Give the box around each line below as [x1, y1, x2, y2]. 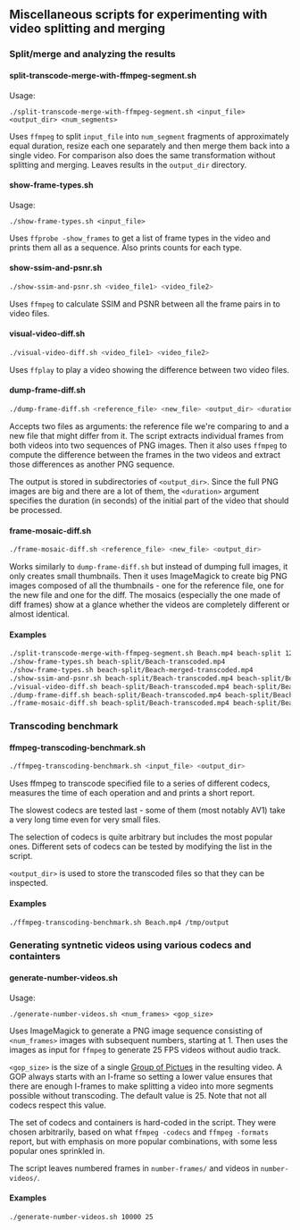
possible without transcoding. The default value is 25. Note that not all [9, 1090, 268, 1100]
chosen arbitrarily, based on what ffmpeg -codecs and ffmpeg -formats [9, 1126, 270, 1137]
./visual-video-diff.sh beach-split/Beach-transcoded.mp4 [9, 682, 229, 691]
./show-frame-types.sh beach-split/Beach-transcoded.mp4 [9, 657, 226, 667]
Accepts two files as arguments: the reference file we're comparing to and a [9, 420, 289, 432]
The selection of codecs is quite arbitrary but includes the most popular [9, 831, 273, 843]
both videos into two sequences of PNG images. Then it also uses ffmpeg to [9, 440, 287, 451]
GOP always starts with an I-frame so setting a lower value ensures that [9, 1071, 273, 1082]
